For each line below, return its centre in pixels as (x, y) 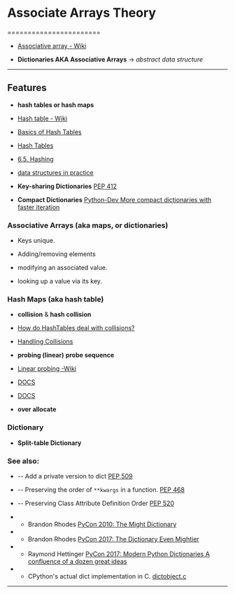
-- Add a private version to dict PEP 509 (75, 476)
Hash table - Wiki (42, 118)
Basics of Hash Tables (49, 132)
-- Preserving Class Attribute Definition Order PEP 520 (96, 503)
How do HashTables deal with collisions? (76, 328)
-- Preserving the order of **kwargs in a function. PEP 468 (101, 489)
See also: (23, 461)
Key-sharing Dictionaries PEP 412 (67, 186)
